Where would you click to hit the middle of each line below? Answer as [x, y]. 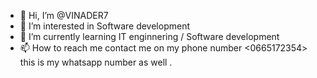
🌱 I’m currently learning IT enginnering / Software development [149, 36]
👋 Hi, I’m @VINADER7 [64, 15]
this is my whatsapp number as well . [96, 62]
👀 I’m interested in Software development [104, 26]
